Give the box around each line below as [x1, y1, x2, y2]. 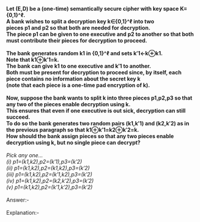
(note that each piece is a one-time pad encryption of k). [6, 82, 150, 89]
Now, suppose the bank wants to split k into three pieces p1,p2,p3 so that [6, 94, 193, 101]
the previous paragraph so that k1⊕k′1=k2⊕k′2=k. [6, 126, 139, 133]
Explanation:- [6, 209, 40, 216]
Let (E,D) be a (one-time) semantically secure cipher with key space [6, 5, 179, 12]
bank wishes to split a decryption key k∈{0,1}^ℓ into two [11, 18, 154, 25]
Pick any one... [6, 152, 43, 158]
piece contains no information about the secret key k [6, 75, 141, 82]
